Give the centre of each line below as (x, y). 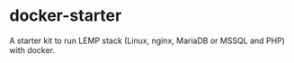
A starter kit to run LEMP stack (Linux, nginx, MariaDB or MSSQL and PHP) (147, 40)
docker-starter (66, 16)
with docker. (32, 49)
